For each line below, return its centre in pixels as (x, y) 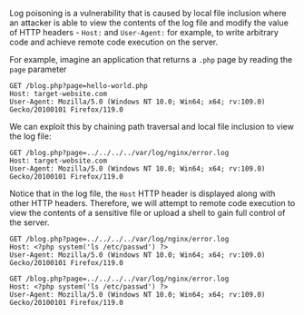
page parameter (38, 69)
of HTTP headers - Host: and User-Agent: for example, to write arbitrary (144, 32)
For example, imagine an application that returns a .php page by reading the (151, 59)
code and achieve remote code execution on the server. (114, 42)
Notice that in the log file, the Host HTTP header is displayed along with (142, 193)
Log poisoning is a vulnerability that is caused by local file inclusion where (148, 13)
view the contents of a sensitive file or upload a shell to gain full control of (147, 213)
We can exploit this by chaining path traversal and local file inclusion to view (152, 127)
